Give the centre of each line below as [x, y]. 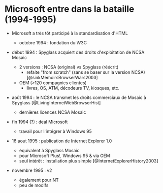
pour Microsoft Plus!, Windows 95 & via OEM [65, 156]
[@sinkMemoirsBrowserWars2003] [62, 77]
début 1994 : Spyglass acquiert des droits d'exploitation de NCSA [78, 52]
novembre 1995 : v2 [32, 170]
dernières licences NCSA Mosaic [52, 112]
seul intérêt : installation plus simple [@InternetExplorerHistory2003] [89, 161]
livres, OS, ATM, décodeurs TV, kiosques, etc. [73, 88]
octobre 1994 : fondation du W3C [53, 42]
